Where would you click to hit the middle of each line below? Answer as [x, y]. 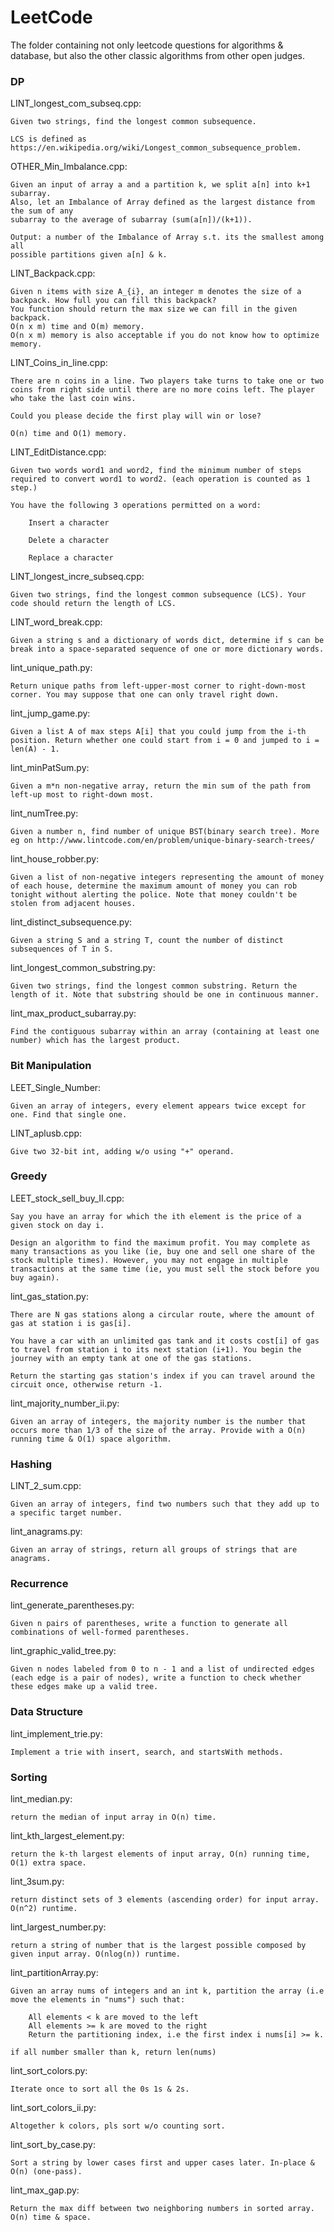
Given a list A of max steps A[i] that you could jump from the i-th [158, 732]
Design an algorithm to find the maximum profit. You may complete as [160, 1242]
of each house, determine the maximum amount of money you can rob [154, 886]
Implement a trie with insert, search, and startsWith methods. [147, 1752]
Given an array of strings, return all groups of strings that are [154, 1550]
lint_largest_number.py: [58, 1927]
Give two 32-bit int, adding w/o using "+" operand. [122, 1151]
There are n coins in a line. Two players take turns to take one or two [167, 381]
